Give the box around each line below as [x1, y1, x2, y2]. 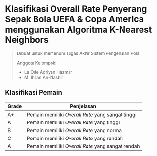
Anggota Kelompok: [17, 60, 57, 66]
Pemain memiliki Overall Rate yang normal [26, 127, 123, 134]
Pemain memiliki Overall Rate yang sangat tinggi [26, 111, 137, 118]
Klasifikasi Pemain [5, 88, 62, 97]
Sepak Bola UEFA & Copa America [5, 14, 144, 25]
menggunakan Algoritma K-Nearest [5, 24, 152, 35]
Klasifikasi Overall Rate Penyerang [5, 3, 147, 15]
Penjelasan [70, 103, 96, 110]
